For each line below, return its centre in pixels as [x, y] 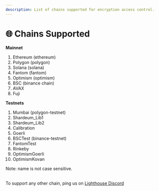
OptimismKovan [29, 159]
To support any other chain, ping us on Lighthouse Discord [65, 183]
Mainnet [14, 47]
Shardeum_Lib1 [28, 117]
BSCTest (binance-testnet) [39, 138]
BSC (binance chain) [33, 83]
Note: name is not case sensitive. [39, 169]
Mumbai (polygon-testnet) [39, 112]
